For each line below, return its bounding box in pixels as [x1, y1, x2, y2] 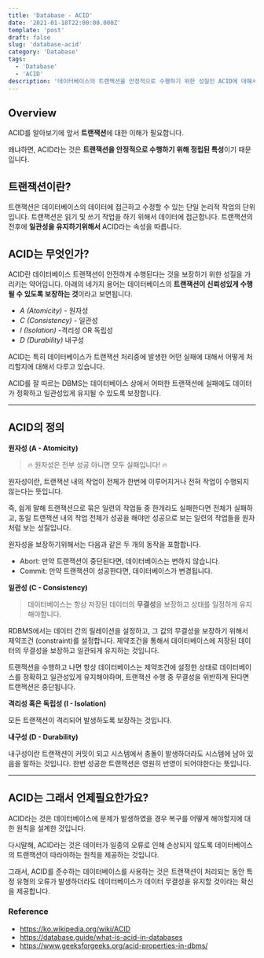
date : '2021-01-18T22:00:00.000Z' [8, 19, 122, 27]
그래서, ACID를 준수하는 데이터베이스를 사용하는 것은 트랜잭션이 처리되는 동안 [8, 866, 245, 876]
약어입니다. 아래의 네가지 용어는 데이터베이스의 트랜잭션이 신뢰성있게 [28, 279, 239, 288]
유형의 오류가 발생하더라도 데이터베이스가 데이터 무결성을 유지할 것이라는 [16, 876, 240, 886]
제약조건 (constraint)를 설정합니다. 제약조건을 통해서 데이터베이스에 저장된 [8, 636, 237, 645]
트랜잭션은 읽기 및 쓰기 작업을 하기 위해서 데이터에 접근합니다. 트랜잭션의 [31, 212, 254, 222]
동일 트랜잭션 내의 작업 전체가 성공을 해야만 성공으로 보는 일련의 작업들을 [18, 512, 241, 523]
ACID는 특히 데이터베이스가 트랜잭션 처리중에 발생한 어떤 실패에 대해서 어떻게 [8, 351, 245, 362]
